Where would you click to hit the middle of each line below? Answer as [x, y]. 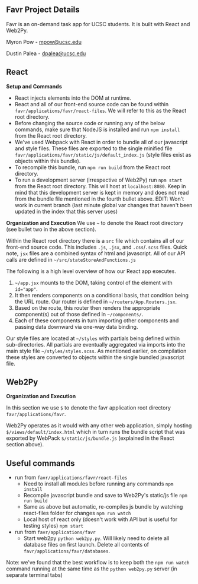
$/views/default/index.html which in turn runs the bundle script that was [96, 432]
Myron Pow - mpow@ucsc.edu [44, 42]
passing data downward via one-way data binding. [76, 326]
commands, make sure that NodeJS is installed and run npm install [97, 129]
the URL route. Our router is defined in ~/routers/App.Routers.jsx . [96, 301]
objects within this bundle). [48, 161]
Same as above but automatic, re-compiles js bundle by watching [103, 507]
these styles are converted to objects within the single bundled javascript [95, 357]
